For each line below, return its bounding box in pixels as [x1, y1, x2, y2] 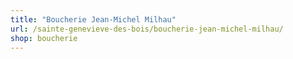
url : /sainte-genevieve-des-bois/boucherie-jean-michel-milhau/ [10, 24, 284, 34]
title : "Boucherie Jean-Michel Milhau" [10, 14, 177, 25]
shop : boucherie [10, 33, 78, 43]
